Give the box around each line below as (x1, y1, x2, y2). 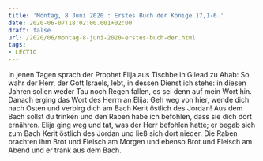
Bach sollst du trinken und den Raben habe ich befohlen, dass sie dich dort (8, 112, 253, 121)
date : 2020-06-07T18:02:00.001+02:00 (8, 19, 133, 27)
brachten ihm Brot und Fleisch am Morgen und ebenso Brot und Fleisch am (8, 137, 253, 146)
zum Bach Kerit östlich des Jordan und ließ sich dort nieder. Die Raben (8, 129, 239, 138)
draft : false (8, 26, 51, 34)
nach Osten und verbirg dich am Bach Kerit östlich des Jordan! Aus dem (8, 103, 243, 113)
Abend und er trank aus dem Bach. (8, 145, 122, 155)
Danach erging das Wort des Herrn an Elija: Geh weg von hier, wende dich (8, 95, 250, 104)
